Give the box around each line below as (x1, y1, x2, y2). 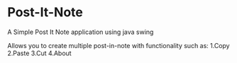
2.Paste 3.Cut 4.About (7, 49, 72, 57)
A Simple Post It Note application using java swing (7, 28, 154, 36)
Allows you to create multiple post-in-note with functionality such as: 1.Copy (7, 41, 230, 50)
